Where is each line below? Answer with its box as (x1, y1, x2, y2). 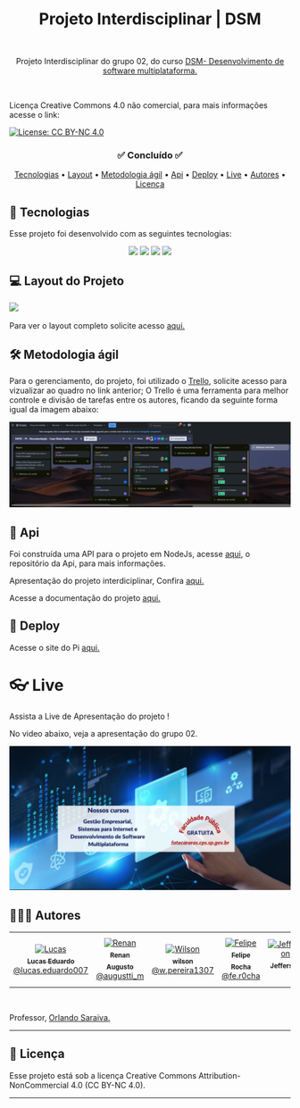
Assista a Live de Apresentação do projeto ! (9, 711, 170, 721)
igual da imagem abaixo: (9, 404, 99, 414)
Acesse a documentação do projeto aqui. (9, 593, 161, 604)
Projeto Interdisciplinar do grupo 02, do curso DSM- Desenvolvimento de (15, 55, 285, 66)
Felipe (230, 951, 251, 960)
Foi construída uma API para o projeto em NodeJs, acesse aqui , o (9, 549, 251, 560)
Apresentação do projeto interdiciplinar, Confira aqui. (9, 576, 204, 587)
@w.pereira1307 (151, 964, 214, 975)
